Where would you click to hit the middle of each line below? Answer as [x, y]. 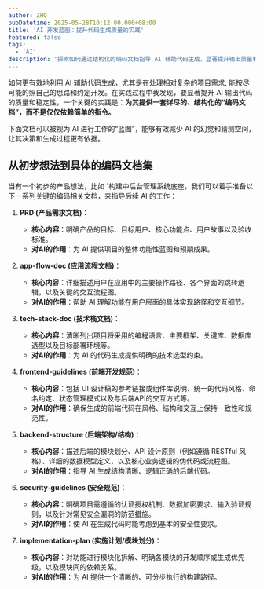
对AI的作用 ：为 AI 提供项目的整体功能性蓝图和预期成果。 [123, 249]
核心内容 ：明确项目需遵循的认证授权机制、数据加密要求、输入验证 [138, 504]
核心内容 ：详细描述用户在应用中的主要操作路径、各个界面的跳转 [134, 282]
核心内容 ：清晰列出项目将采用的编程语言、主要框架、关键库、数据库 [141, 335]
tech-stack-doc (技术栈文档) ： [70, 318]
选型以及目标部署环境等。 [73, 345]
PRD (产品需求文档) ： [54, 212]
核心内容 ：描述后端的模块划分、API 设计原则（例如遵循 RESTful [134, 451]
